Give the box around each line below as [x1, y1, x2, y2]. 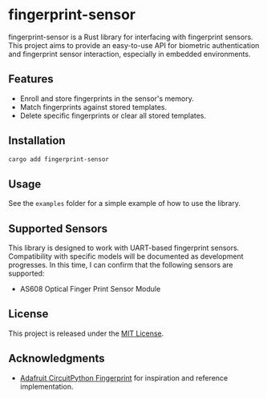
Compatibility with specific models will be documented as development [8, 252, 244, 261]
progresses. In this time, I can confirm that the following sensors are [8, 260, 234, 270]
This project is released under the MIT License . [8, 328, 164, 338]
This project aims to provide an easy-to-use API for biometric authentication [8, 40, 260, 50]
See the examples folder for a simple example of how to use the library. [8, 199, 241, 208]
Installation [8, 134, 66, 147]
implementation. [19, 381, 74, 391]
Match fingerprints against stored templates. [19, 102, 167, 111]
